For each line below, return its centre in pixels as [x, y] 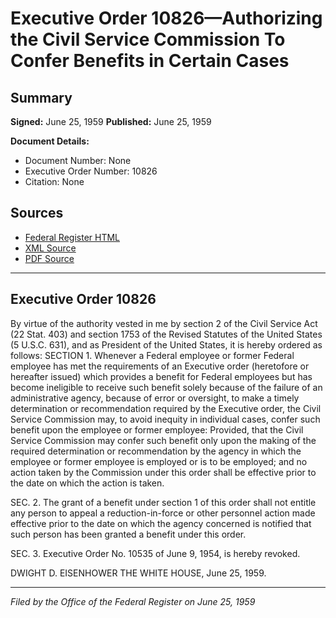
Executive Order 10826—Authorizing [166, 18]
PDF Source [49, 258]
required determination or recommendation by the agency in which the [156, 451]
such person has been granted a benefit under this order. [128, 534]
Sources [37, 213]
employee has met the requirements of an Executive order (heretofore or [160, 366]
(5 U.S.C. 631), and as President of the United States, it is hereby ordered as [166, 344]
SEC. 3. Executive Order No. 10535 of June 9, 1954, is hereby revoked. [155, 553]
